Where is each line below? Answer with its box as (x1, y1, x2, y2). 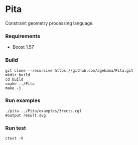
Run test (5, 124, 26, 131)
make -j (5, 85, 22, 91)
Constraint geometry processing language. (5, 20, 94, 26)
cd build (5, 77, 24, 82)
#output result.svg (5, 113, 46, 118)
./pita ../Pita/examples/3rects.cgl (5, 108, 82, 113)
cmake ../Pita (5, 81, 35, 86)
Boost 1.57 (12, 44, 34, 50)
